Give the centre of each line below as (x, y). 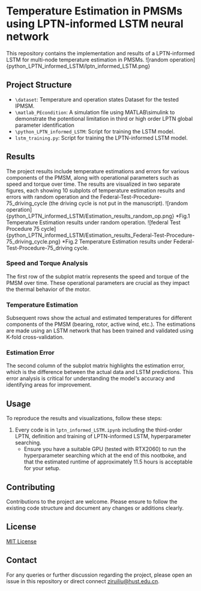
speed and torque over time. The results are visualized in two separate (93, 184)
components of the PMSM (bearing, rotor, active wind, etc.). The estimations (101, 324)
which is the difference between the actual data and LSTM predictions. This (100, 372)
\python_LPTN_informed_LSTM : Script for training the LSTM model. (95, 131)
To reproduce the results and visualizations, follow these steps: (84, 418)
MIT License (22, 541)
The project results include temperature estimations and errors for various (98, 171)
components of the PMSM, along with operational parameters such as (93, 177)
